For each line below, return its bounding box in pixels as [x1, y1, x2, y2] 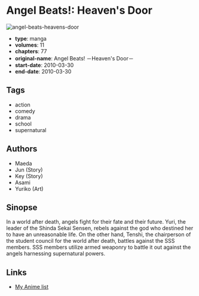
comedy [14, 107, 36, 114]
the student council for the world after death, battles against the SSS [6, 237, 175, 245]
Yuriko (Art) [14, 185, 44, 192]
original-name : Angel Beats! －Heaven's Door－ [14, 54, 134, 62]
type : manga [14, 35, 47, 42]
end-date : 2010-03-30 [14, 68, 72, 75]
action [14, 101, 31, 108]
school [14, 120, 32, 127]
